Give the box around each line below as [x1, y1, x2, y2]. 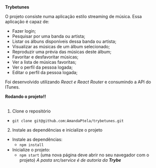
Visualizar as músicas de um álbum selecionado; [12, 44, 110, 49]
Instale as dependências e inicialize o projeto [12, 127, 103, 133]
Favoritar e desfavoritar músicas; [12, 54, 79, 60]
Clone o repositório [12, 108, 51, 114]
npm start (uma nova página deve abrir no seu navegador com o [19, 152, 150, 158]
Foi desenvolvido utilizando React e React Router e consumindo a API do [5, 79, 151, 85]
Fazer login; [12, 28, 36, 34]
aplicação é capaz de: [5, 19, 50, 24]
